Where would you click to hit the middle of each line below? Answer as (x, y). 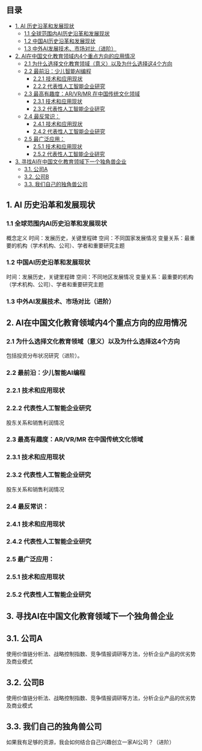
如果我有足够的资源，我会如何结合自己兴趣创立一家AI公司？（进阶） (90, 742)
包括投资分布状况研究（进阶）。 (44, 356)
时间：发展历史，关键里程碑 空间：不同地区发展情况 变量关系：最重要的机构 (100, 277)
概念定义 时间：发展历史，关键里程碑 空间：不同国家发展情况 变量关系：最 (98, 238)
